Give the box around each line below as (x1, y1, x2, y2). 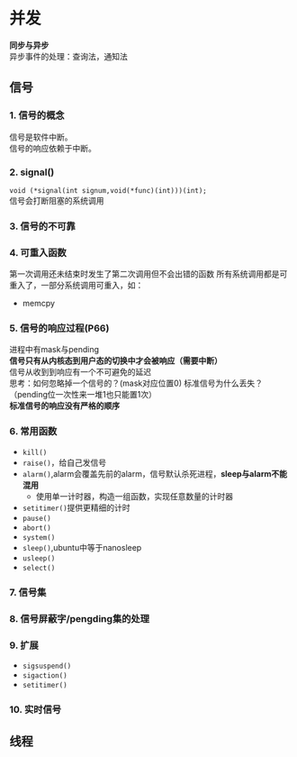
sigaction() (22, 670, 67, 680)
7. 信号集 (9, 586, 47, 598)
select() (22, 563, 56, 572)
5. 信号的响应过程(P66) (9, 322, 110, 334)
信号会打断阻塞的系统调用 (9, 195, 104, 205)
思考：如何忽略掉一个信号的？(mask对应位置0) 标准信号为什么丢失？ (9, 378, 264, 388)
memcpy (22, 298, 56, 309)
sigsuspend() (22, 661, 72, 670)
